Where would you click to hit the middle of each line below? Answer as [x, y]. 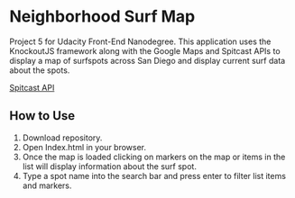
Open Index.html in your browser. [84, 147]
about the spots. [40, 70]
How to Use [42, 116]
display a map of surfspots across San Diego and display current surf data [147, 60]
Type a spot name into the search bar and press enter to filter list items [154, 175]
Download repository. [62, 138]
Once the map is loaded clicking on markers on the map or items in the [154, 157]
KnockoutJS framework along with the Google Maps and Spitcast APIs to [145, 50]
